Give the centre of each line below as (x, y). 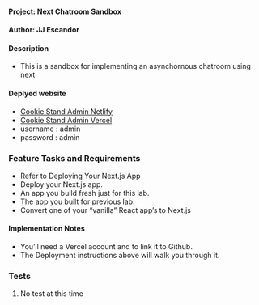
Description (29, 48)
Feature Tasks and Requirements (74, 158)
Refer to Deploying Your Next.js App (80, 176)
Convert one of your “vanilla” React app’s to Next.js (106, 210)
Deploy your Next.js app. (62, 184)
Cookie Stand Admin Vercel (66, 120)
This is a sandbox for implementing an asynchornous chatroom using (135, 66)
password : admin (50, 137)
